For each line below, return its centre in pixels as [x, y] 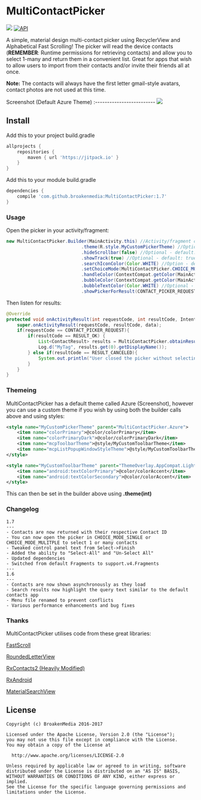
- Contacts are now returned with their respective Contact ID [87, 532]
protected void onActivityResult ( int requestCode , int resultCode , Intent [101, 319]
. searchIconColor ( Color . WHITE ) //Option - [135, 264]
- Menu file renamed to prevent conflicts [60, 600]
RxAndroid [19, 680]
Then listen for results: [34, 303]
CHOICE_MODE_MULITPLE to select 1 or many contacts [72, 543]
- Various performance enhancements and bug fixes [71, 606]
